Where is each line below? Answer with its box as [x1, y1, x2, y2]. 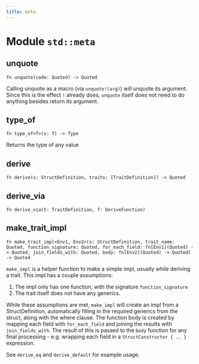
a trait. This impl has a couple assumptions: [6, 271, 113, 279]
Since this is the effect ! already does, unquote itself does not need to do [6, 91, 185, 98]
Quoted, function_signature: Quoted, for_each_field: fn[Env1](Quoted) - [6, 244, 194, 250]
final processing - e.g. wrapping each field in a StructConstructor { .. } [6, 333, 187, 340]
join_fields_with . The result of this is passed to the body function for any [6, 326, 187, 333]
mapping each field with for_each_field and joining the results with [6, 320, 172, 327]
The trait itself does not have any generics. [14, 289, 121, 297]
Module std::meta [6, 34, 96, 48]
